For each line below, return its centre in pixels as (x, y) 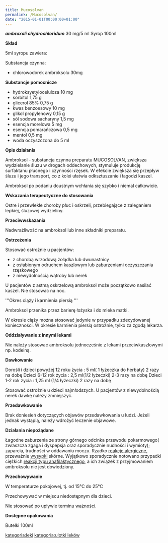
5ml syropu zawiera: (26, 53)
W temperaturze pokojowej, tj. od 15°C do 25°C (54, 487)
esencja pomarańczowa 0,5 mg (45, 130)
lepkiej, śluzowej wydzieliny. (34, 211)
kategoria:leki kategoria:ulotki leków (43, 535)
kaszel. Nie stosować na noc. (35, 291)
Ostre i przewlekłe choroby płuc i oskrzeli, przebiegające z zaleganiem (78, 205)
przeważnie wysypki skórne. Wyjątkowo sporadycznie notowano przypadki (83, 456)
